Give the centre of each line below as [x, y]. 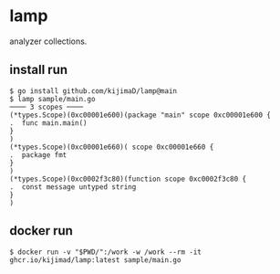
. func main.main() [49, 123]
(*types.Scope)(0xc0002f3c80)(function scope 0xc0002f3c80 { [128, 179]
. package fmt [38, 155]
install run [39, 70]
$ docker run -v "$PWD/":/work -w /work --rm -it [106, 252]
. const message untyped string [73, 187]
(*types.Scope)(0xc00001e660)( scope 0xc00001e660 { [112, 147]
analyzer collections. [48, 41]
